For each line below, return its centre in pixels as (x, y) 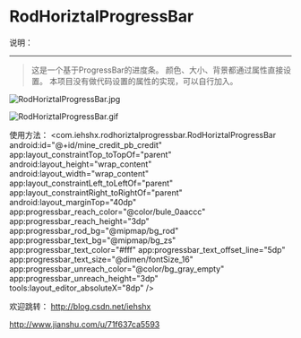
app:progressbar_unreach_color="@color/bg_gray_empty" (117, 269)
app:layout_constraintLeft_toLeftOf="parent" (91, 183)
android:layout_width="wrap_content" (79, 173)
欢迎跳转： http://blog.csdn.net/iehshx (80, 306)
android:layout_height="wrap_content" (81, 164)
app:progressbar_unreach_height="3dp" (84, 278)
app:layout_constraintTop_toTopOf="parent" (90, 154)
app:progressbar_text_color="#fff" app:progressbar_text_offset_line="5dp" (147, 249)
